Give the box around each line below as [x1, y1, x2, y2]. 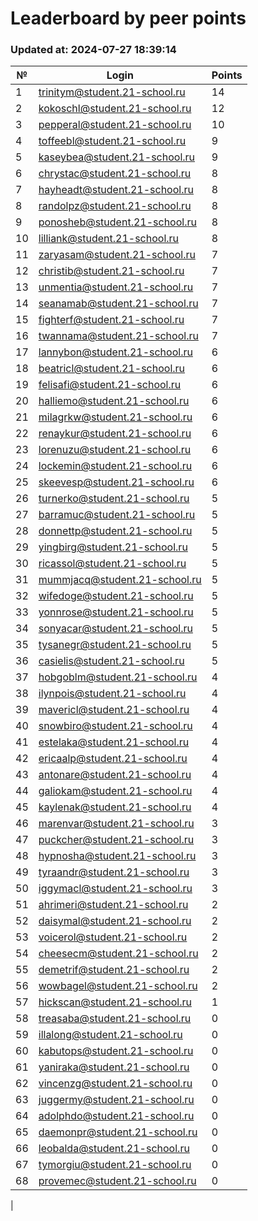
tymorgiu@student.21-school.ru [38, 1158, 192, 1172]
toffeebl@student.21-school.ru [38, 134, 187, 148]
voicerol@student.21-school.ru [38, 930, 188, 944]
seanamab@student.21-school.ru [38, 297, 199, 311]
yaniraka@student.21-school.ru [38, 1060, 190, 1074]
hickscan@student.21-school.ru [38, 995, 192, 1009]
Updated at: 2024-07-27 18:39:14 [10, 43, 177, 57]
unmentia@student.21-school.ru [38, 280, 194, 294]
